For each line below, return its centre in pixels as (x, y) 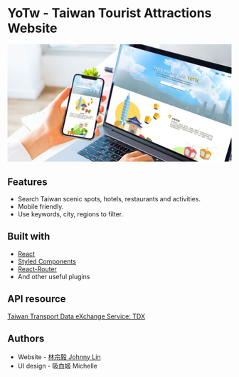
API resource (37, 299)
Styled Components (47, 261)
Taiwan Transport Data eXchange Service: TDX (76, 316)
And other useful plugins (54, 276)
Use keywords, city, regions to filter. (70, 214)
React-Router (37, 268)
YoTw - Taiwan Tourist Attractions (110, 13)
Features (27, 182)
